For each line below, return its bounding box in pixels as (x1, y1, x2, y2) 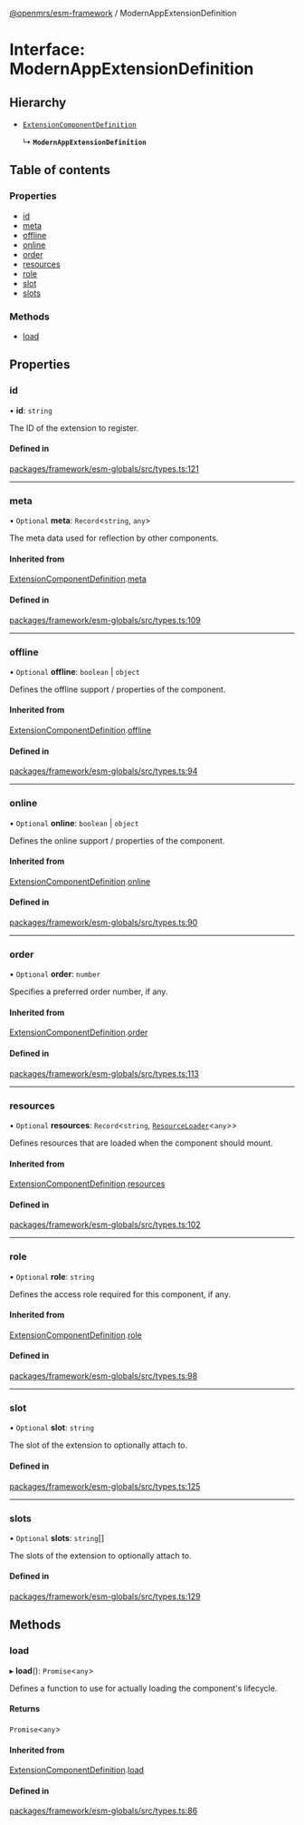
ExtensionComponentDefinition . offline (9, 725, 152, 736)
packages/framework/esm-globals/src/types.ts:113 (9, 1068, 199, 1078)
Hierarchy (9, 94, 67, 110)
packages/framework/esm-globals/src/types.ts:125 (9, 1480, 201, 1491)
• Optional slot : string (9, 1422, 95, 1433)
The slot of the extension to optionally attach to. (9, 1440, 188, 1450)
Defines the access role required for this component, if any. (9, 1288, 231, 1300)
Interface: (9, 40, 86, 60)
